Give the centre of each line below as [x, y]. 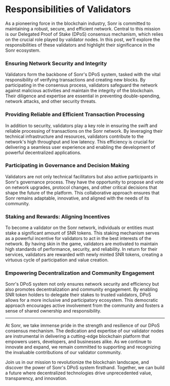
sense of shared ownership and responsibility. [53, 311]
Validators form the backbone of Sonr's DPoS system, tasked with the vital [83, 74]
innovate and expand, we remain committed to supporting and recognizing [83, 347]
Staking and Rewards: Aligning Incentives [58, 216]
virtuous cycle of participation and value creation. [57, 260]
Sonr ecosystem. [23, 50]
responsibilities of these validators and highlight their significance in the [80, 45]
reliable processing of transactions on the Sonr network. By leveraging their [84, 131]
